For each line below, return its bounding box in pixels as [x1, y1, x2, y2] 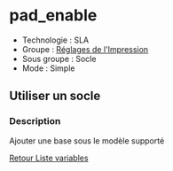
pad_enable [9, 5, 98, 26]
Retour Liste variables [9, 152, 89, 163]
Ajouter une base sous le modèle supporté [9, 135, 165, 146]
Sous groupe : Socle [21, 53, 97, 64]
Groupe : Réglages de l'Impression [21, 43, 149, 54]
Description [9, 115, 61, 128]
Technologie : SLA [21, 35, 90, 45]
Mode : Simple [21, 63, 75, 74]
